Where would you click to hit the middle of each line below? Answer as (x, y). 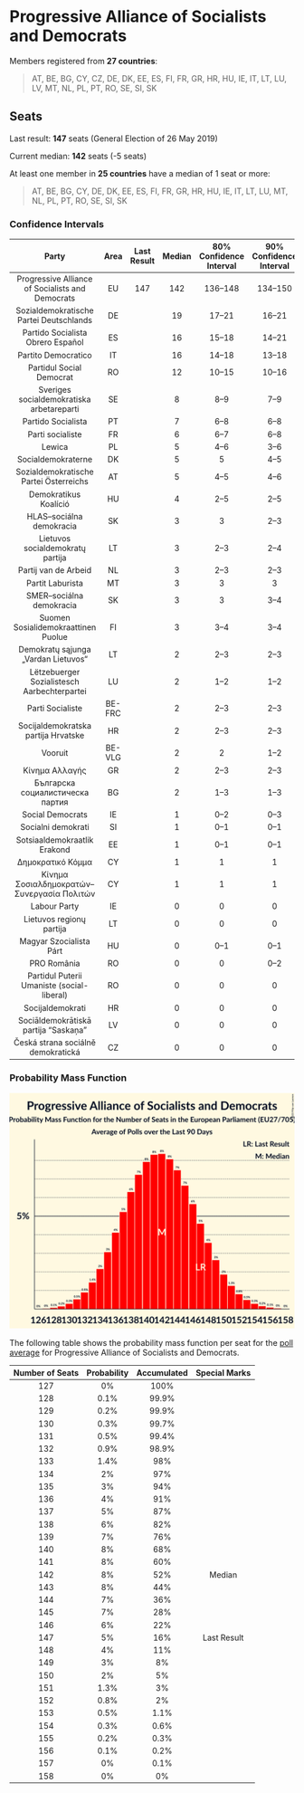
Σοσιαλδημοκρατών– (55, 884)
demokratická (55, 1053)
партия (55, 802)
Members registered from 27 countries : (84, 61)
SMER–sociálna (55, 596)
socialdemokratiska (55, 399)
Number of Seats (46, 1372)
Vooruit (55, 752)
